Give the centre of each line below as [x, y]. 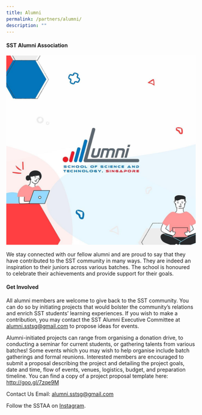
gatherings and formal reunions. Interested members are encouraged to [95, 357]
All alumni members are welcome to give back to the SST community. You [98, 300]
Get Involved [23, 287]
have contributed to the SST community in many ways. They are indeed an [99, 261]
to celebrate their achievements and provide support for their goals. [90, 273]
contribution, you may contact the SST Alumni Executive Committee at [93, 320]
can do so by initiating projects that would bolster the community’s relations [100, 307]
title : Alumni [24, 13]
